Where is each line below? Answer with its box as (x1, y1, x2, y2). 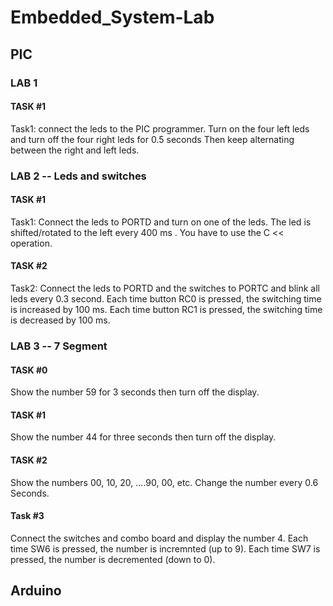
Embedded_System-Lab (10, 6, 215, 29)
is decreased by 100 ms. (10, 314, 111, 326)
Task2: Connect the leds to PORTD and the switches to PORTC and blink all (10, 282, 321, 295)
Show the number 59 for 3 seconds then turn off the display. (10, 386, 260, 398)
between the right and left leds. (10, 144, 140, 156)
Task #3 (10, 510, 45, 522)
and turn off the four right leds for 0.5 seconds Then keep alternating (10, 133, 295, 145)
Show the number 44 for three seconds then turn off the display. (10, 431, 277, 443)
